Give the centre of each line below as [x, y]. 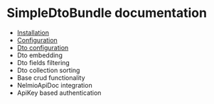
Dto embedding [40, 55]
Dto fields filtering [43, 62]
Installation [33, 33]
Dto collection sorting [48, 70]
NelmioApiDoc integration [55, 85]
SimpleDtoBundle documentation [107, 13]
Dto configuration [43, 47]
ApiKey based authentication [59, 93]
